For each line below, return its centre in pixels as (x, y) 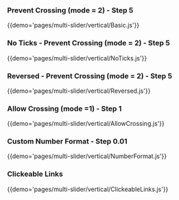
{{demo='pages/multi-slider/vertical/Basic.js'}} (73, 25)
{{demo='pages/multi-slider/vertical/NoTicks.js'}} (77, 58)
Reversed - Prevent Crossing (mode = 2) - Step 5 (90, 76)
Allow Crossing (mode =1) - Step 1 (64, 109)
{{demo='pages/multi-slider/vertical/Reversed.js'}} (79, 91)
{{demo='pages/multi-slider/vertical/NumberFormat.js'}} (87, 156)
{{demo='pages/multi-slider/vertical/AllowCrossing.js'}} (86, 124)
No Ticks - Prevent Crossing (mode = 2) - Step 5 (88, 43)
